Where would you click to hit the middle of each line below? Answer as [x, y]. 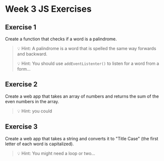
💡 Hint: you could [35, 111]
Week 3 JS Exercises [48, 9]
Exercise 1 [21, 27]
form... [24, 69]
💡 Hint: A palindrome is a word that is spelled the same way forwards [87, 48]
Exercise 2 [21, 84]
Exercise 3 [21, 127]
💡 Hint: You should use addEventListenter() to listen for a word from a [88, 63]
